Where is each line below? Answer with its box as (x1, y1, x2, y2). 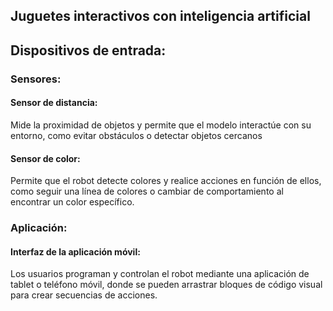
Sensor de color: (10, 152, 81, 164)
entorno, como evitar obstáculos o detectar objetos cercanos (10, 129, 263, 141)
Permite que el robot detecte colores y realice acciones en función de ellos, (10, 175, 322, 187)
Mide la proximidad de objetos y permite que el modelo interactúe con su (10, 119, 312, 131)
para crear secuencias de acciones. (10, 289, 158, 301)
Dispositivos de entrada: (10, 42, 167, 59)
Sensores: (10, 72, 62, 86)
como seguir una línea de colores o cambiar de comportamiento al (10, 185, 284, 198)
